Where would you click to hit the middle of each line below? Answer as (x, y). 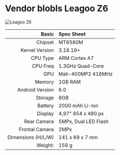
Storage (45, 97)
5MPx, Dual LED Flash (84, 121)
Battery (45, 105)
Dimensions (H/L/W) (31, 137)
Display (45, 114)
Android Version (36, 90)
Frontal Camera (36, 129)
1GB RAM (70, 82)
